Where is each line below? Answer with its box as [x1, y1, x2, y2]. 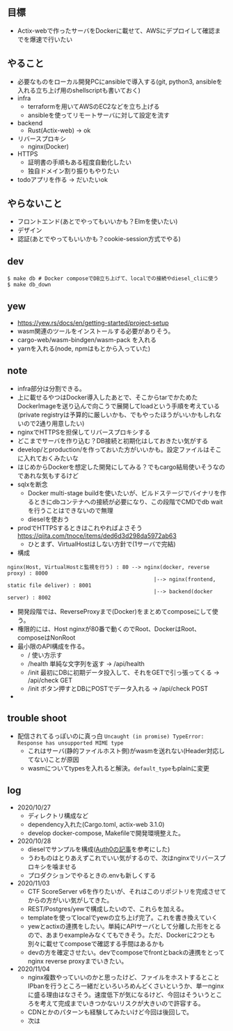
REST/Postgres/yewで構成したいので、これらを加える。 [27, 904, 188, 913]
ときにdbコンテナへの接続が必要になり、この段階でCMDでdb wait [33, 497, 223, 506]
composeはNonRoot [17, 633, 76, 642]
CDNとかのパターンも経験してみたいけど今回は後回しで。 [27, 1007, 193, 1016]
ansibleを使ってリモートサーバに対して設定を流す [27, 111, 170, 119]
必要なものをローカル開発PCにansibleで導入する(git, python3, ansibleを [17, 77, 223, 86]
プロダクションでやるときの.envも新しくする [27, 871, 156, 879]
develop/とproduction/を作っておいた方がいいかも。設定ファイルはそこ [17, 445, 222, 454]
